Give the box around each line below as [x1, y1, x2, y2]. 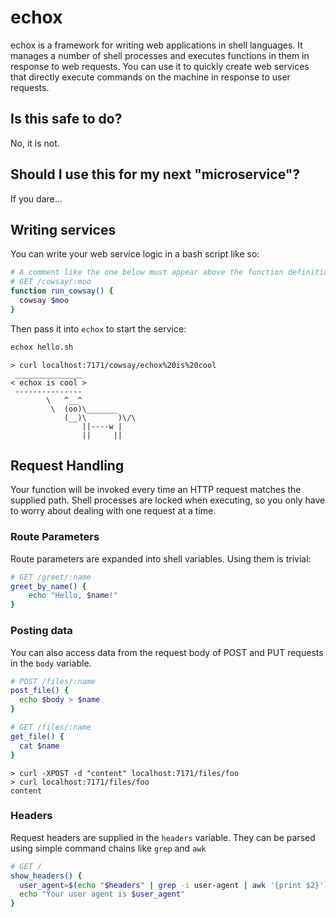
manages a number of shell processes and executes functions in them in [10, 49, 310, 61]
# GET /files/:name [10, 722, 92, 733]
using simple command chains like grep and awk [10, 842, 207, 854]
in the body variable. [10, 657, 92, 669]
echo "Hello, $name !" [28, 591, 118, 601]
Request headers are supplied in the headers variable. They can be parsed [10, 831, 316, 843]
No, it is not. [10, 137, 60, 149]
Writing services [10, 221, 117, 238]
